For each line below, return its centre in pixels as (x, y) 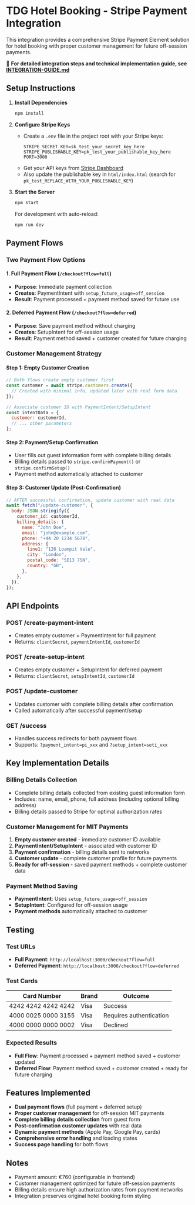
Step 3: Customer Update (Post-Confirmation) (64, 487)
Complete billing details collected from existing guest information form (100, 793)
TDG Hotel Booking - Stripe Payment (97, 11)
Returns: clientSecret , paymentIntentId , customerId (77, 642)
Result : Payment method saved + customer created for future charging (100, 338)
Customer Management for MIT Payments (67, 827)
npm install (29, 113)
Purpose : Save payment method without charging (75, 326)
